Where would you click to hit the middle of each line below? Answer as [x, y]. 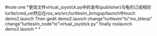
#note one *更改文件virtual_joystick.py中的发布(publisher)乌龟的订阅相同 [78, 7]
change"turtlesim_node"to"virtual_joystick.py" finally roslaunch [69, 24]
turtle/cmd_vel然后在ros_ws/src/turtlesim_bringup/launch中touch [70, 13]
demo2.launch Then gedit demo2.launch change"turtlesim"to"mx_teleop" [79, 19]
